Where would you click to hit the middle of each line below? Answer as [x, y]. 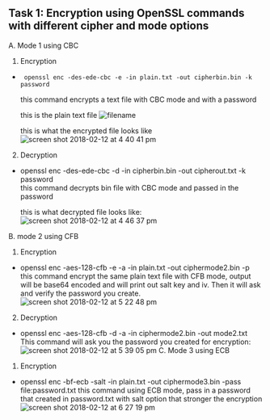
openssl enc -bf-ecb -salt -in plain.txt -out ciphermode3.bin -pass [131, 381]
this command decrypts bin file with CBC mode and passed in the [129, 187]
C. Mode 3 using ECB [194, 350]
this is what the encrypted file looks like [86, 130]
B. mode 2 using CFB [44, 236]
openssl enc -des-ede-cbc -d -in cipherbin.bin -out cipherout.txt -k [133, 170]
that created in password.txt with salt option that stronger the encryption [141, 398]
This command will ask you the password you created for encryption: [135, 342]
